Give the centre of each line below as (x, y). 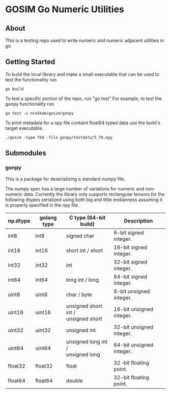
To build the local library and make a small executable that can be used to (82, 74)
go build (15, 89)
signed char (80, 236)
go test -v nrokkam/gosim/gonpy (39, 113)
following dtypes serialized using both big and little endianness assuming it (84, 200)
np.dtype (19, 220)
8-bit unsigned (132, 291)
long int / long (82, 280)
